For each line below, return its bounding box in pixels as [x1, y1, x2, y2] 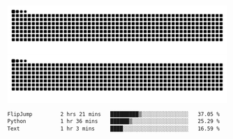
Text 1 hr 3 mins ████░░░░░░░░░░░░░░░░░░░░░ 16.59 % [7, 125, 220, 133]
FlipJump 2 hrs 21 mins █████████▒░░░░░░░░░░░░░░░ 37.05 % [7, 110, 220, 117]
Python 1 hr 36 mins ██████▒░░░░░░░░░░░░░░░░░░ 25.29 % [7, 118, 220, 125]
